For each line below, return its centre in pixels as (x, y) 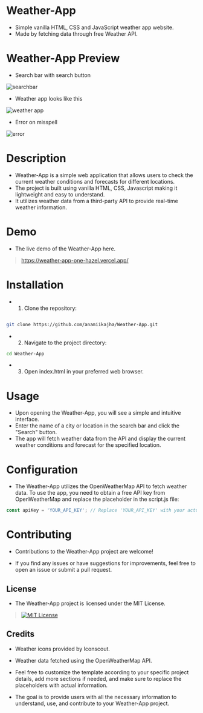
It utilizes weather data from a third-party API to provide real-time (96, 201)
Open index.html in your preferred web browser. (84, 372)
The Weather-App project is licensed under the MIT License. (90, 603)
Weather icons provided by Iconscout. (63, 649)
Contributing (39, 535)
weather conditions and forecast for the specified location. (88, 445)
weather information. (41, 207)
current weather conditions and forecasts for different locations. (95, 181)
